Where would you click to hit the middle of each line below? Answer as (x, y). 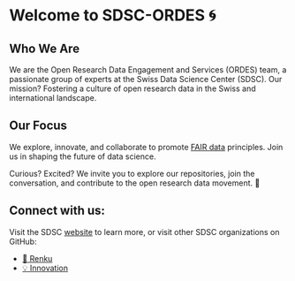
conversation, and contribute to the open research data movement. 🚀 (135, 183)
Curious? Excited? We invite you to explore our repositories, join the (132, 173)
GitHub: (23, 241)
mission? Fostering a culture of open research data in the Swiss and (132, 88)
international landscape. (53, 98)
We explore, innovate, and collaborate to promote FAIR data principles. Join (146, 147)
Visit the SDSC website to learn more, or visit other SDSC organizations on (144, 232)
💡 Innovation (45, 268)
